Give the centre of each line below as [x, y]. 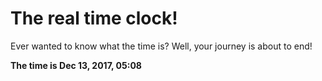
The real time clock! [94, 18]
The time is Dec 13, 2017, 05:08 [76, 65]
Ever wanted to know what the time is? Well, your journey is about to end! [161, 46]
